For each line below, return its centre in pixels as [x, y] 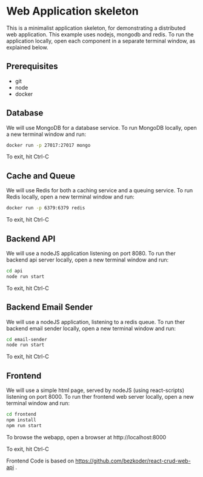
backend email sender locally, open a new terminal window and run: [91, 328]
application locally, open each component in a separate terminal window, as [101, 41]
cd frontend [21, 414]
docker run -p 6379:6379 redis [46, 208]
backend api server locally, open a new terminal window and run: [88, 260]
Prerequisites [32, 66]
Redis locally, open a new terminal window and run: [70, 197]
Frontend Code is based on [40, 461]
